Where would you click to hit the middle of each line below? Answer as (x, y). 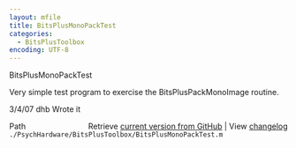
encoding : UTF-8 (39, 50)
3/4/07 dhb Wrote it (45, 109)
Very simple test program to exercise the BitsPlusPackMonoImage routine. (144, 92)
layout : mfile (35, 17)
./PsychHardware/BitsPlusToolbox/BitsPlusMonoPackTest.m (116, 135)
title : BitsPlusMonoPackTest (63, 26)
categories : (31, 33)
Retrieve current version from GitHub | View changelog (188, 126)
